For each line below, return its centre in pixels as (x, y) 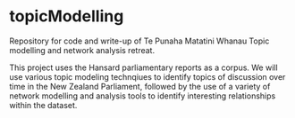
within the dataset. (43, 105)
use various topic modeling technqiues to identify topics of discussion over (147, 76)
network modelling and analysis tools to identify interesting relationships (143, 96)
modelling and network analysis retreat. (82, 50)
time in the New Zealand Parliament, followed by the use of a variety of (140, 86)
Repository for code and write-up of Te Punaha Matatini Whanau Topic (139, 41)
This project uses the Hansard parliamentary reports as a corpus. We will (144, 67)
